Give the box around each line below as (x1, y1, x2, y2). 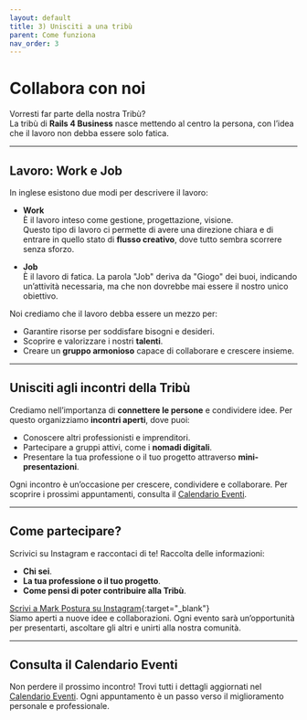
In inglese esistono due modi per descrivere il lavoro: (9, 187, 208, 197)
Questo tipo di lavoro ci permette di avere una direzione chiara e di (22, 225, 274, 235)
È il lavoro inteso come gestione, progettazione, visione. (22, 215, 234, 225)
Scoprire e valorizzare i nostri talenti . (22, 335, 164, 346)
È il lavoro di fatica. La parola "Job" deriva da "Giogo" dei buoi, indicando (22, 271, 298, 281)
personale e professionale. (9, 701, 110, 712)
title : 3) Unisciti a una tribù (9, 22, 132, 31)
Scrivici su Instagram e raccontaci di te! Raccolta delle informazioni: (9, 547, 265, 558)
